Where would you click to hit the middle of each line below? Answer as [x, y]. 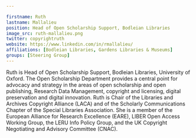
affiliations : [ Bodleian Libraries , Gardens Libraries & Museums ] [89, 50]
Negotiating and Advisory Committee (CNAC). [62, 129]
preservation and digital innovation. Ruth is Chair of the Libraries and [90, 97]
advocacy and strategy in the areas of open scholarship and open [86, 85]
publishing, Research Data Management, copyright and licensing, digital [94, 91]
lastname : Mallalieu [32, 22]
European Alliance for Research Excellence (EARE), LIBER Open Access [93, 116]
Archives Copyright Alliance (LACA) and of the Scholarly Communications [96, 104]
